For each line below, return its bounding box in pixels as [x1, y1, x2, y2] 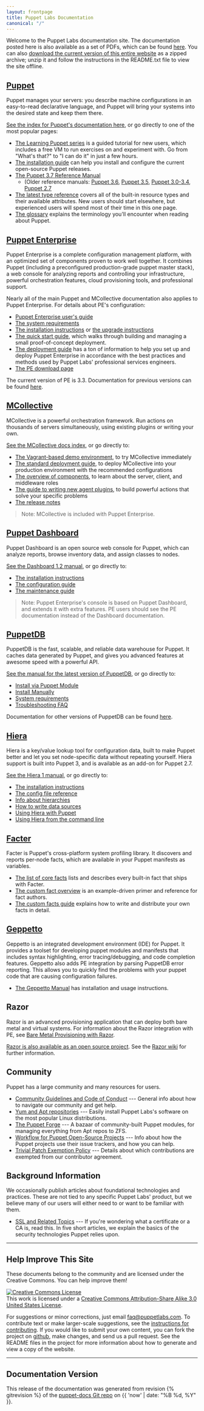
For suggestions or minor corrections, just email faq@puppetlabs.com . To [6, 1313, 191, 1320]
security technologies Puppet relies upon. [15, 1231, 120, 1238]
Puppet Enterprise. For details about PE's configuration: [6, 302, 146, 308]
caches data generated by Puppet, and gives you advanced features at [6, 652, 184, 659]
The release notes [15, 498, 61, 505]
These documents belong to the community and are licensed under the [6, 1271, 184, 1278]
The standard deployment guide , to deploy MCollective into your [15, 460, 177, 467]
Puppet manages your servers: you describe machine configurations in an [6, 97, 192, 104]
